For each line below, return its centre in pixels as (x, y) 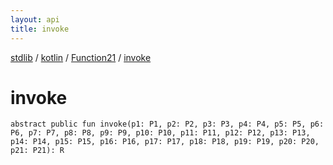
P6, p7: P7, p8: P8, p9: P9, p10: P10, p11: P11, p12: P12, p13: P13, (160, 133)
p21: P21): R (37, 151)
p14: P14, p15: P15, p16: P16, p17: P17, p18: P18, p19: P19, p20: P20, (165, 142)
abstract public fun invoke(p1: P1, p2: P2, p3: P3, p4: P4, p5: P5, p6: (167, 124)
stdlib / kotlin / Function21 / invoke (81, 57)
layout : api (35, 19)
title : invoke (40, 29)
